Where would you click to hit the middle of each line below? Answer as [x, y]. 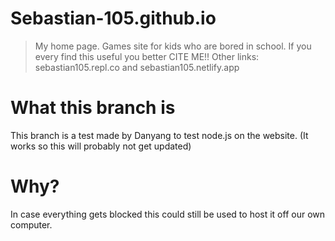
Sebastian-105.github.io [113, 18]
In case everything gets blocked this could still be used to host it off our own [168, 214]
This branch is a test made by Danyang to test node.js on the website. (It [159, 135]
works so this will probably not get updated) [101, 146]
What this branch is [93, 108]
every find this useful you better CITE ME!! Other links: [147, 56]
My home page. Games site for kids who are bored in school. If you [173, 46]
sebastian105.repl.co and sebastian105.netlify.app [137, 67]
